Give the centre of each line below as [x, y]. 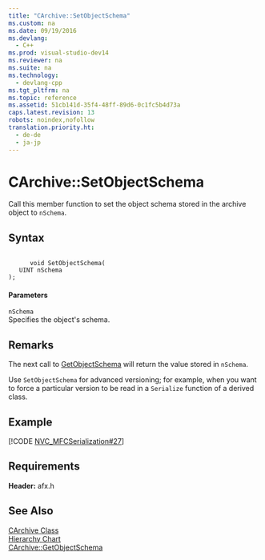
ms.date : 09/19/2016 [43, 30]
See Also [31, 511]
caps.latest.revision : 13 [51, 113]
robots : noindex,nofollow [51, 120]
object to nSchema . [37, 212]
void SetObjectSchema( [67, 264]
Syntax [26, 238]
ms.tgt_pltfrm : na [39, 90]
